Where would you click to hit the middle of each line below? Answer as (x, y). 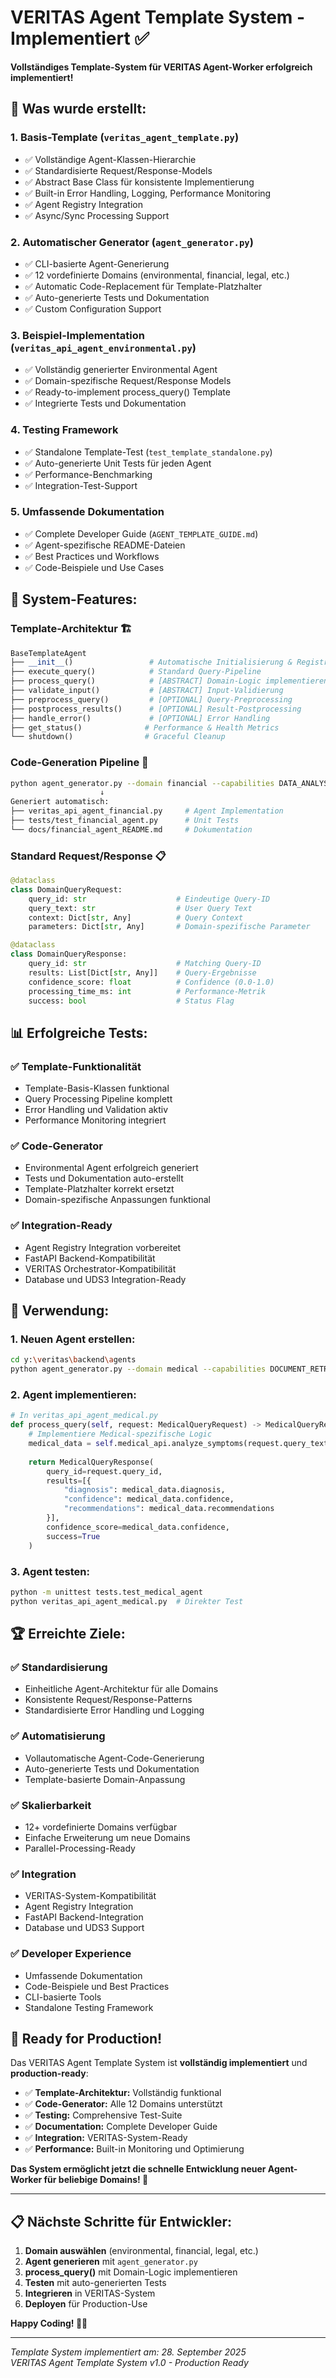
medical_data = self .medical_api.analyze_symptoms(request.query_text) (180, 1444)
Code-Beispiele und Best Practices (97, 1986)
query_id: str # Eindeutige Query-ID (149, 899)
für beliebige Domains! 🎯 (96, 2180)
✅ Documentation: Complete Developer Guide (121, 2127)
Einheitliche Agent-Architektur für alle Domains (121, 1689)
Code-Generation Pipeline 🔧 (79, 763)
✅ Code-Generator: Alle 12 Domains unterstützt (123, 2104)
